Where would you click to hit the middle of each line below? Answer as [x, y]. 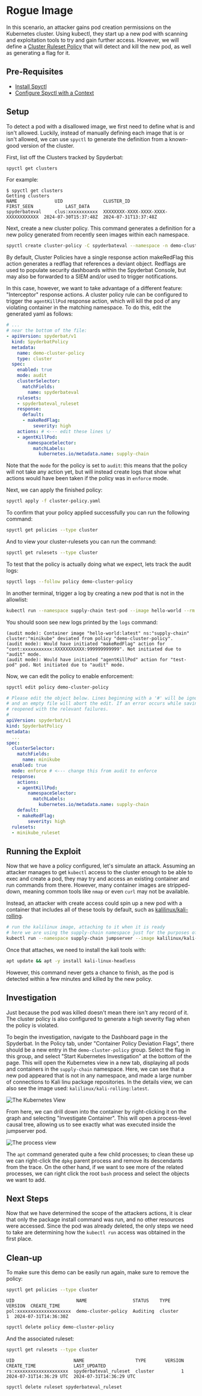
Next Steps [27, 1198]
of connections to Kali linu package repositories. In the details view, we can [99, 1082]
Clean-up [24, 1258]
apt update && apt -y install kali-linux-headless [71, 961]
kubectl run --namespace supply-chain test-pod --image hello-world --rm [101, 611]
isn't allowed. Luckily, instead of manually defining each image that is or [95, 133]
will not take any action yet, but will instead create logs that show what [94, 472]
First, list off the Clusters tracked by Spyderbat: [65, 157]
